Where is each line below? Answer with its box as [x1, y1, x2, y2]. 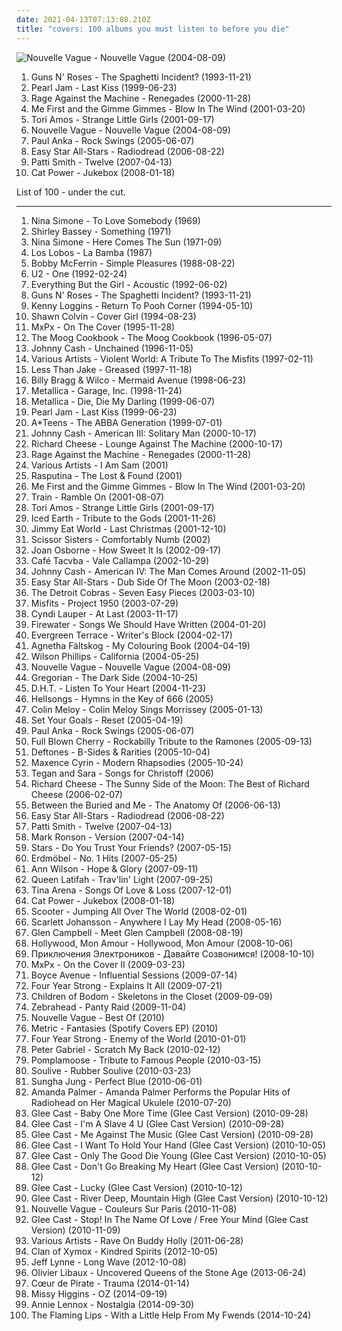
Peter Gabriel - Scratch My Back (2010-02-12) [30, 1043, 221, 1055]
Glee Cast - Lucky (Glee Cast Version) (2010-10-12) [30, 1181, 243, 1193]
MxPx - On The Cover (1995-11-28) [30, 321, 176, 333]
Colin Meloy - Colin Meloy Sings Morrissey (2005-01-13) [30, 703, 264, 715]
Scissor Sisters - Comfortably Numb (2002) [30, 533, 211, 545]
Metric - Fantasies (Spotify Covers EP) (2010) [30, 1022, 219, 1034]
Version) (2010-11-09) [30, 1224, 121, 1236]
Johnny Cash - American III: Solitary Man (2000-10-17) [30, 427, 257, 439]
